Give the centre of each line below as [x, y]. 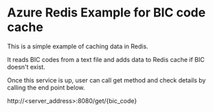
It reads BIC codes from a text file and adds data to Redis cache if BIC [106, 59]
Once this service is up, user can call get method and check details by [106, 80]
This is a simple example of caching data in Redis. [78, 46]
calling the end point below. [46, 87]
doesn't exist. [26, 67]
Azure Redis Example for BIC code [106, 13]
